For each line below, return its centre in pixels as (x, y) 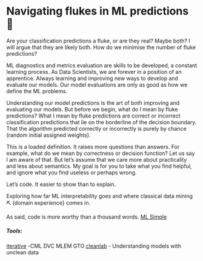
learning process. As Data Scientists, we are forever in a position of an (94, 71)
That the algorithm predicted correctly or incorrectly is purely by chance (96, 128)
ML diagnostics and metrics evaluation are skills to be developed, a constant (102, 65)
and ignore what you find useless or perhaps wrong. (72, 172)
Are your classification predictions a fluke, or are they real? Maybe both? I (98, 41)
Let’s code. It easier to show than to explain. (61, 184)
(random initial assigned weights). (48, 135)
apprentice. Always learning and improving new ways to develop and (92, 78)
